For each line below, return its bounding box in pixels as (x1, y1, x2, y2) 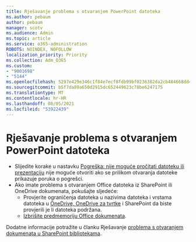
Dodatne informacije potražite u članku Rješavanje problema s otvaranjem (6, 224, 184, 231)
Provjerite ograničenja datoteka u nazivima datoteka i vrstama (23, 194, 172, 201)
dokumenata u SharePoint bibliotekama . (6, 230, 102, 237)
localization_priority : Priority (6, 52, 87, 58)
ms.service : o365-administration (6, 41, 87, 47)
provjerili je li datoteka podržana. (23, 206, 102, 213)
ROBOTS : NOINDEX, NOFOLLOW (6, 47, 72, 52)
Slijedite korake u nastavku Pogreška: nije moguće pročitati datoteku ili (14, 163, 185, 170)
